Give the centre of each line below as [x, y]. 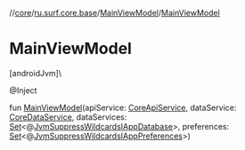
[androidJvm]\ [36, 73]
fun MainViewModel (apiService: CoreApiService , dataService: [123, 107]
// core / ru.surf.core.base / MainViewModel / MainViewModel [114, 13]
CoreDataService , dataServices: [68, 117]
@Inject [23, 90]
